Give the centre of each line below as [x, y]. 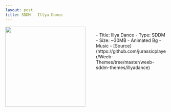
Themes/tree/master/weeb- [125, 62]
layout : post [19, 10]
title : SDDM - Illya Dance [34, 15]
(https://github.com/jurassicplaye [131, 51]
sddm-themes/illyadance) [123, 68]
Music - [104, 46]
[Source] [123, 46]
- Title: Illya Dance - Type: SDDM [131, 35]
